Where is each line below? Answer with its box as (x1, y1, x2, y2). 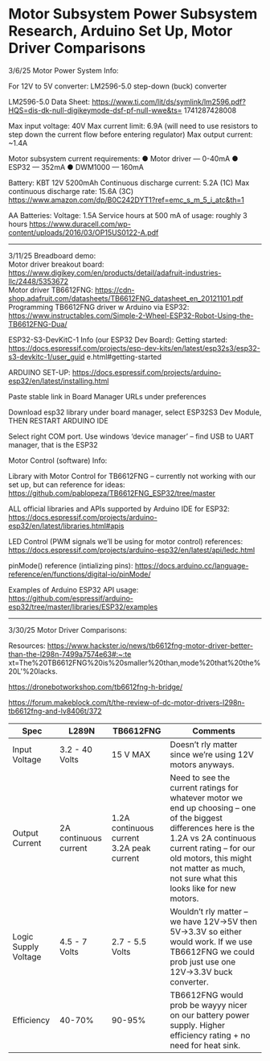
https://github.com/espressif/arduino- (8, 593, 134, 603)
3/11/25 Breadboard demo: (8, 250, 96, 260)
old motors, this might (170, 853, 252, 864)
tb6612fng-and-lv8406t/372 (8, 706, 102, 716)
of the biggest (170, 812, 223, 824)
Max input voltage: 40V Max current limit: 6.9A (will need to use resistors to (8, 121, 259, 130)
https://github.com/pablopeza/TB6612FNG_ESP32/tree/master (8, 488, 215, 497)
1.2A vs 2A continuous (170, 832, 257, 844)
